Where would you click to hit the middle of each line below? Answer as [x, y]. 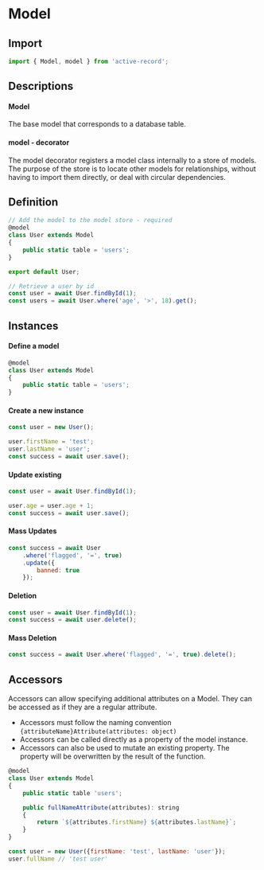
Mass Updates [33, 531]
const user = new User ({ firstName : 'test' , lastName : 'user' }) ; [117, 852]
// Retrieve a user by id [51, 286]
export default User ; [44, 271]
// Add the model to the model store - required [90, 220]
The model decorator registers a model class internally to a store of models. [132, 160]
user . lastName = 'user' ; [49, 449]
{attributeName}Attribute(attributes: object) [98, 732]
